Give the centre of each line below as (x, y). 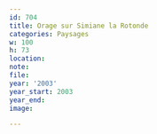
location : (27, 59)
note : (19, 67)
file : (19, 75)
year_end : (27, 100)
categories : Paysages (49, 34)
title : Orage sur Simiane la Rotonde (79, 26)
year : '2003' (33, 83)
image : (21, 108)
